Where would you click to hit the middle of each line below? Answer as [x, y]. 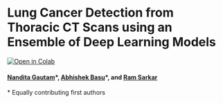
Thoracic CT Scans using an [90, 27]
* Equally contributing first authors [56, 93]
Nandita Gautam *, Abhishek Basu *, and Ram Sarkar [82, 77]
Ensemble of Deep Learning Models [111, 42]
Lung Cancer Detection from [91, 13]
